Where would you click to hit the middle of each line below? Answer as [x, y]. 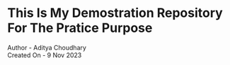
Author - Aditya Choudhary [47, 47]
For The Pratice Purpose [80, 28]
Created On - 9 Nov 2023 [45, 55]
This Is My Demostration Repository [115, 13]
